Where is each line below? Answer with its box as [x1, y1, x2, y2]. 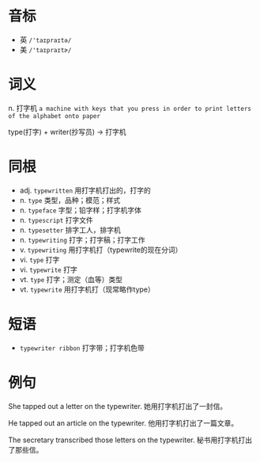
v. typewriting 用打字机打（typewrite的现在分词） [19, 245, 183, 254]
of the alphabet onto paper [8, 112, 101, 120]
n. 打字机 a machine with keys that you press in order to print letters [8, 103, 251, 113]
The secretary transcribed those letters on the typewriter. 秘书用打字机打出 [8, 435, 253, 445]
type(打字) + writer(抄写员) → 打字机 [8, 127, 126, 136]
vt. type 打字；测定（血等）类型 [19, 274, 122, 284]
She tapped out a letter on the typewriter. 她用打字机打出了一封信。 [8, 401, 228, 410]
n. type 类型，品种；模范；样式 [19, 195, 121, 204]
